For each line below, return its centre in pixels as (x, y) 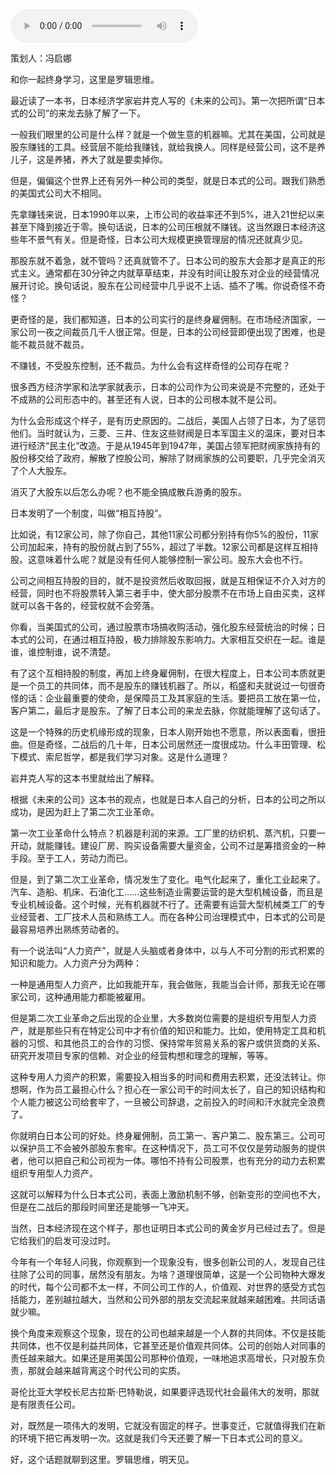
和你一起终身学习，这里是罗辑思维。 (85, 79)
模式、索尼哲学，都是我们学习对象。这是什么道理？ (124, 757)
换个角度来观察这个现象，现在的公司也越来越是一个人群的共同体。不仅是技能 (168, 1333)
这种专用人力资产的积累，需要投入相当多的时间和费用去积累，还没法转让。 (163, 1077)
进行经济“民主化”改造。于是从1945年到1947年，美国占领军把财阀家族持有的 (165, 445)
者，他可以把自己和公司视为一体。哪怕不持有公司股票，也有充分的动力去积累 (168, 1160)
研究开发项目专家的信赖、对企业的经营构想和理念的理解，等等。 (141, 1055)
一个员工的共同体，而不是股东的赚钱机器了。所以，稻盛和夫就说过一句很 (167, 685)
